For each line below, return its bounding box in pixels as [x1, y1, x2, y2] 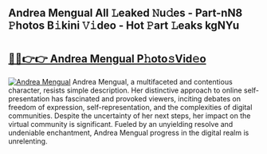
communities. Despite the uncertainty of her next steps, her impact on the [8, 111, 251, 120]
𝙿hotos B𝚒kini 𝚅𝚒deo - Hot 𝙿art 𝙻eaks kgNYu [8, 19, 240, 33]
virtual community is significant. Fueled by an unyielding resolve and [8, 120, 234, 128]
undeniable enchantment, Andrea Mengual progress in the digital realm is [8, 128, 249, 137]
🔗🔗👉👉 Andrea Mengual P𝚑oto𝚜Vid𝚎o [8, 52, 206, 65]
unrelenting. [8, 136, 48, 146]
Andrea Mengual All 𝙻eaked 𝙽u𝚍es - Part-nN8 [8, 6, 243, 20]
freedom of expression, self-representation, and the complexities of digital [8, 103, 253, 112]
